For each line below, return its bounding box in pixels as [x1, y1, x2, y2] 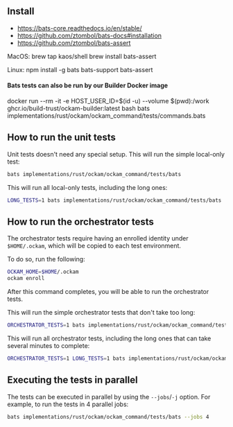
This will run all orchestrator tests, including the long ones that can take [7, 334, 212, 342]
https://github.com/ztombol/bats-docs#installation [17, 31, 162, 40]
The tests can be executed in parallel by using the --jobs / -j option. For [7, 392, 211, 401]
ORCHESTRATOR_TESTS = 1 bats [7, 322, 85, 329]
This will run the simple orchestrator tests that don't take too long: [7, 308, 196, 317]
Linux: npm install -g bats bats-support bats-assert [7, 65, 153, 73]
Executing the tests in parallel [7, 374, 138, 386]
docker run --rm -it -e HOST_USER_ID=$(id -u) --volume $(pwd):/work [7, 97, 209, 105]
